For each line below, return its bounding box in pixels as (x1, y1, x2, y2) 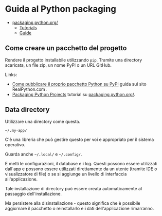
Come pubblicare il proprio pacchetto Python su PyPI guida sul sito (12, 81, 147, 87)
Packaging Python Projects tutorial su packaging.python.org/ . (12, 91, 135, 97)
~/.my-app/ (5, 128, 27, 133)
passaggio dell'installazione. (5, 191, 62, 196)
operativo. (5, 141, 26, 147)
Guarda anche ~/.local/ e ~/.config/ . (5, 151, 82, 157)
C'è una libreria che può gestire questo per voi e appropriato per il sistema (5, 137, 154, 142)
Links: (5, 72, 17, 78)
